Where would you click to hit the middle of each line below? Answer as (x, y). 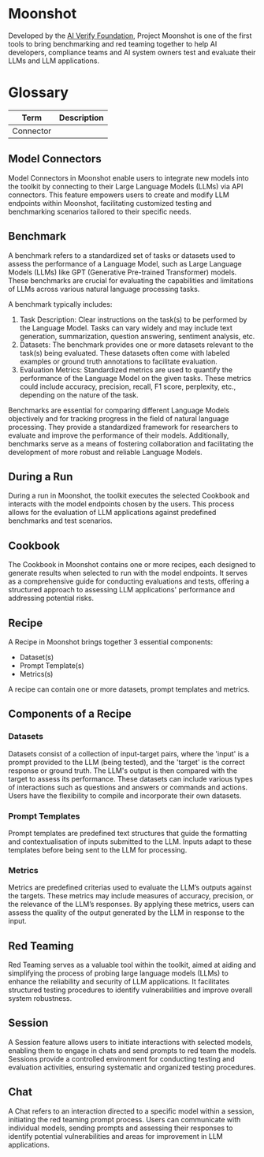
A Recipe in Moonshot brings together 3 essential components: (111, 642)
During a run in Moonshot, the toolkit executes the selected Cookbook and (129, 496)
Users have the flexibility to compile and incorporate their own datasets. (125, 795)
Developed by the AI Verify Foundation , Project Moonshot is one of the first (130, 35)
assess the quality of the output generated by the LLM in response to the (126, 913)
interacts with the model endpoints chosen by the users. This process (121, 504)
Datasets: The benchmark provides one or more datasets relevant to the (136, 345)
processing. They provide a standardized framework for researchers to (123, 427)
